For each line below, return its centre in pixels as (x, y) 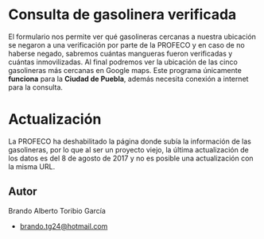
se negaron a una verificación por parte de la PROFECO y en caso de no (126, 44)
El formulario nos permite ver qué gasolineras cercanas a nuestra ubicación (132, 37)
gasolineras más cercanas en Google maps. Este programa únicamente (125, 70)
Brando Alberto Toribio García (57, 210)
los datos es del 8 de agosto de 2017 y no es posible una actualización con (131, 158)
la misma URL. (32, 166)
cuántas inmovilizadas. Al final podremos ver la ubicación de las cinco (123, 62)
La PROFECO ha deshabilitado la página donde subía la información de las (130, 141)
